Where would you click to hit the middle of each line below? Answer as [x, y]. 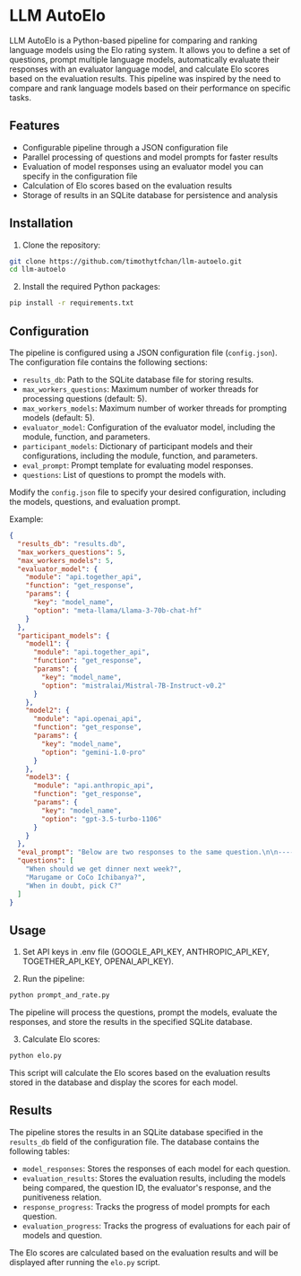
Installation [41, 224]
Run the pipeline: [53, 979]
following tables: [39, 1151]
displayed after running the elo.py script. [85, 1262]
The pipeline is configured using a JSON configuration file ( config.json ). [143, 352]
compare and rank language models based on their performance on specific [150, 88]
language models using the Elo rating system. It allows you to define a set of [150, 49]
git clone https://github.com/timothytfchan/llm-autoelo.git [126, 261]
